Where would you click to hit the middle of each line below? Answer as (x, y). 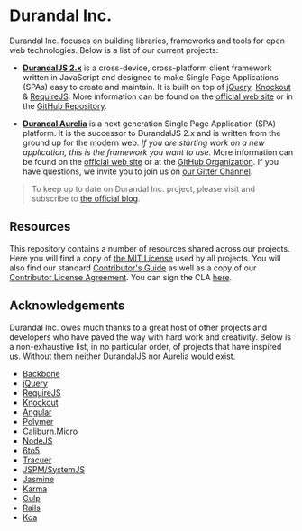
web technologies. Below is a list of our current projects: (114, 50)
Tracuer (37, 460)
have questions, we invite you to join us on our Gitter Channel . (137, 171)
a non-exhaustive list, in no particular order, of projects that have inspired (146, 346)
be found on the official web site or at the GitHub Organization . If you (151, 161)
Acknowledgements (67, 306)
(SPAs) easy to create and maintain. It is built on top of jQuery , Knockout (156, 87)
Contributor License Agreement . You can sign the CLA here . (121, 277)
